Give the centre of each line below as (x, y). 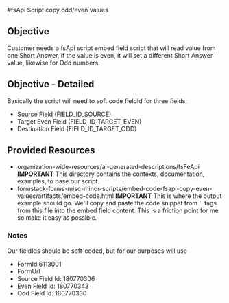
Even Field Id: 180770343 (53, 286)
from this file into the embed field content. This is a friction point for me (118, 211)
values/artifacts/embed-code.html (65, 196)
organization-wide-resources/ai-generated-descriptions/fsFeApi (108, 167)
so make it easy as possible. (57, 218)
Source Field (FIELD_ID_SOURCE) (64, 114)
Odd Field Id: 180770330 (52, 293)
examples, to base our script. (58, 181)
